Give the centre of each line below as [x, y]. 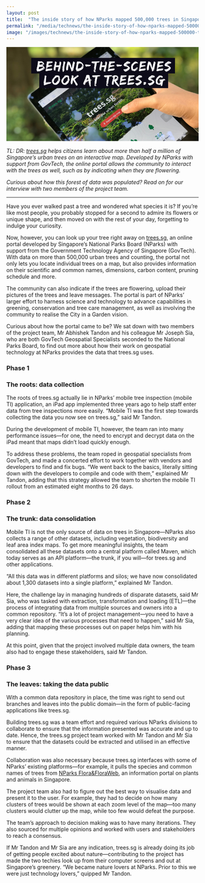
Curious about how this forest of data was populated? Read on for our [95, 182]
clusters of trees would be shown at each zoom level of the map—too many [101, 805]
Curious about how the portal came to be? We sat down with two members [100, 326]
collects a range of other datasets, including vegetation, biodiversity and [97, 539]
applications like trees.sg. [38, 711]
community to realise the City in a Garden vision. [67, 314]
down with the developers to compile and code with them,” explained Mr [97, 473]
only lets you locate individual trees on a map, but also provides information [101, 264]
